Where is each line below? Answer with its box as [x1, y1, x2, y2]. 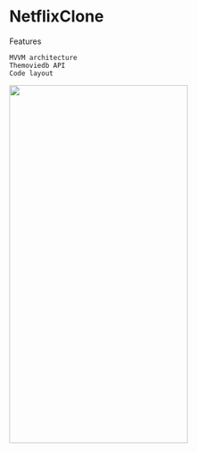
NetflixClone [9, 6, 104, 27]
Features [9, 36, 42, 47]
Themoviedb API [9, 61, 66, 70]
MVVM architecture [9, 53, 78, 62]
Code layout [9, 69, 53, 78]
